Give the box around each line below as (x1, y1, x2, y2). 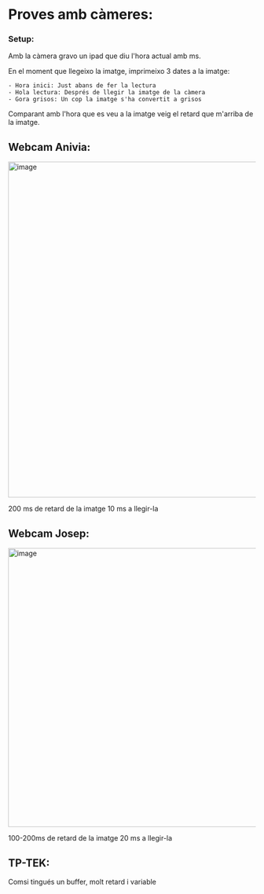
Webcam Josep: (8, 526, 90, 540)
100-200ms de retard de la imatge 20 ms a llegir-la (8, 834, 173, 843)
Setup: (8, 34, 35, 45)
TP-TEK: (8, 856, 50, 870)
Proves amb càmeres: (8, 5, 153, 24)
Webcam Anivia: (8, 140, 91, 154)
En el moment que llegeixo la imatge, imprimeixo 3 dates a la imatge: (8, 67, 230, 76)
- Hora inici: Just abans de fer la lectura (8, 82, 156, 90)
